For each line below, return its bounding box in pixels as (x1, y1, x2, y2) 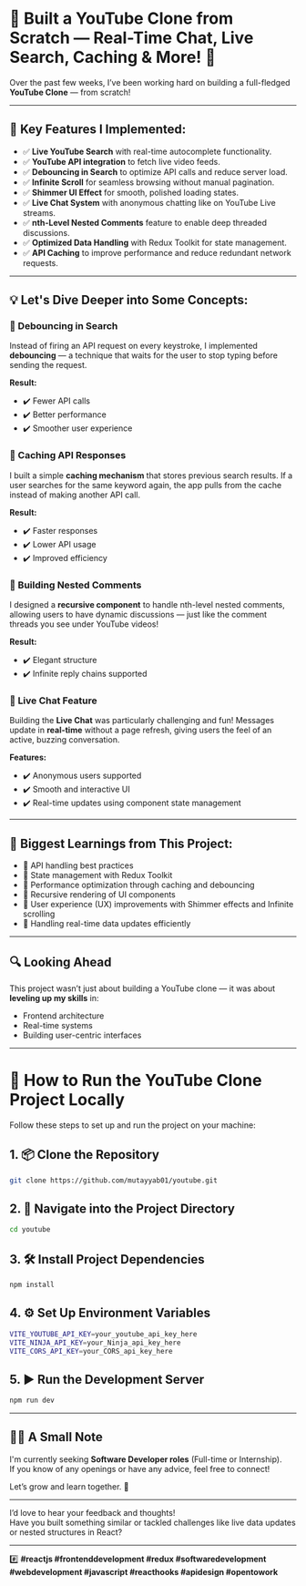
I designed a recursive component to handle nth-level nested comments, (9, 599, 285, 610)
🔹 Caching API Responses (9, 449, 127, 462)
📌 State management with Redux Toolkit (22, 870, 173, 881)
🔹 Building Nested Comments (9, 578, 142, 591)
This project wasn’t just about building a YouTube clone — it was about (9, 983, 276, 994)
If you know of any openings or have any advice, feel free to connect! (9, 1463, 270, 1474)
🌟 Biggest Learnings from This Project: (9, 835, 233, 851)
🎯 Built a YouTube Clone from (9, 8, 234, 29)
